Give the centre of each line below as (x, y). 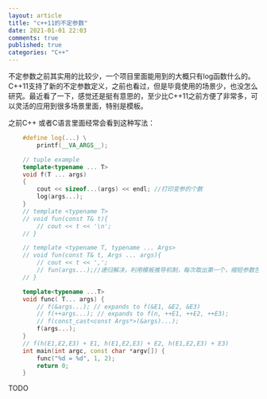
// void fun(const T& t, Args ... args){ (92, 255)
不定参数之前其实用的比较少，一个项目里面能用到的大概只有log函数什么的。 (132, 76)
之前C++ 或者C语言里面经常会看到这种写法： (81, 123)
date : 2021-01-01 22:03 (48, 30)
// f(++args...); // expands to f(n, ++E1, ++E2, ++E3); (133, 314)
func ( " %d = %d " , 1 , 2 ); (76, 358)
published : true (35, 45)
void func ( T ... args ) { (64, 299)
